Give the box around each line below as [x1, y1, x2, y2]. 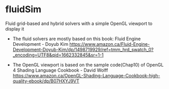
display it [5, 25, 24, 32]
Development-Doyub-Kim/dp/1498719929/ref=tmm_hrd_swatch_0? [12, 46, 154, 52]
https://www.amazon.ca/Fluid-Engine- [69, 41, 150, 47]
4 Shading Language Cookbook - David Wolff [12, 67, 108, 73]
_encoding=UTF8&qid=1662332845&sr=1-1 [12, 52, 104, 58]
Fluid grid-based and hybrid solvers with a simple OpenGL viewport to [5, 20, 153, 26]
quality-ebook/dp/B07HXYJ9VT [12, 78, 80, 84]
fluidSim [5, 4, 42, 15]
